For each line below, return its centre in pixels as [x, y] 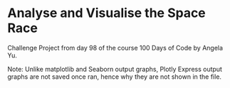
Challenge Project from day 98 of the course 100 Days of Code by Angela [115, 48]
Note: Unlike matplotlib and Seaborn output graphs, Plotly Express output [115, 69]
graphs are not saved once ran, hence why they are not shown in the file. [115, 77]
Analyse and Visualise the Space [107, 13]
